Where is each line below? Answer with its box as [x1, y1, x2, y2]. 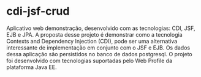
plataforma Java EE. [6, 63, 57, 71]
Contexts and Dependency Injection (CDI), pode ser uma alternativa [6, 37, 178, 45]
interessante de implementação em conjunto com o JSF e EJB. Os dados [6, 44, 191, 51]
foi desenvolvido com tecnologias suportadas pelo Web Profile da [6, 57, 173, 64]
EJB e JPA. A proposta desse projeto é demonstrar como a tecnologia [6, 31, 183, 38]
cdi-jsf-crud [6, 4, 70, 18]
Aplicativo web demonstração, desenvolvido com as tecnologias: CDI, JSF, [6, 24, 195, 32]
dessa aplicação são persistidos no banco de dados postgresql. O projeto [6, 50, 192, 57]
